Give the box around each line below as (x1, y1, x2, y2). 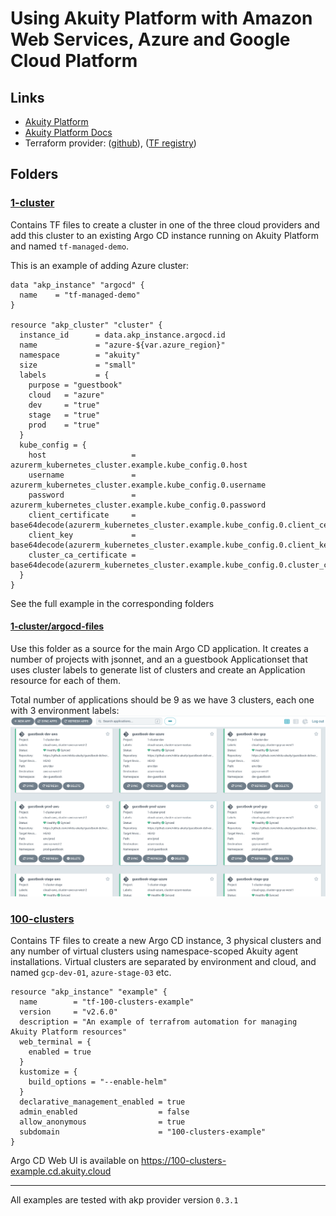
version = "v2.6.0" (19, 1007, 118, 1017)
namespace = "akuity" (19, 350, 141, 360)
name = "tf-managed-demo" (19, 290, 141, 300)
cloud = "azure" (28, 390, 105, 400)
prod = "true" (28, 420, 101, 430)
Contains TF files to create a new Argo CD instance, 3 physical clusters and (10, 935, 322, 947)
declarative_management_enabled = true (19, 1097, 186, 1107)
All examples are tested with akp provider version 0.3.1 (10, 1194, 239, 1206)
